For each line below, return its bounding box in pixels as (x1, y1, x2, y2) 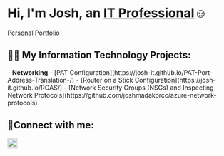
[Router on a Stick (81, 76, 133, 84)
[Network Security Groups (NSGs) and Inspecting (68, 83, 214, 92)
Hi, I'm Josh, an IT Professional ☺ (7, 5, 208, 21)
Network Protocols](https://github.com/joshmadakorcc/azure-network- (7, 90, 217, 99)
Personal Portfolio (7, 28, 60, 37)
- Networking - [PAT (7, 68, 68, 76)
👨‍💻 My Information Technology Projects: (7, 49, 191, 61)
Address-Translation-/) (7, 76, 75, 84)
